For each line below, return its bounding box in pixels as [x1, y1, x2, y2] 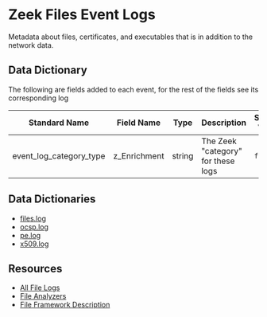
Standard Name [29, 117, 90, 128]
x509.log [19, 239, 49, 249]
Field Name [116, 117, 161, 128]
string [172, 150, 194, 161]
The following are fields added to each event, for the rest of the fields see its [8, 84, 259, 94]
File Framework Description [19, 300, 110, 310]
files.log [19, 213, 46, 223]
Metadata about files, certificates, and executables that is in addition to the [8, 32, 253, 41]
